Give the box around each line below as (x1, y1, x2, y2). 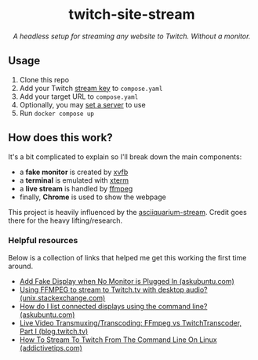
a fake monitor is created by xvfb (19, 167, 129, 176)
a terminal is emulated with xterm (19, 175, 129, 185)
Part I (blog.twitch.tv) (19, 326, 89, 336)
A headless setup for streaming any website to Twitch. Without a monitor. (13, 31, 251, 41)
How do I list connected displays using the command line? (19, 301, 208, 311)
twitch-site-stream (68, 5, 195, 24)
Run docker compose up (19, 108, 94, 118)
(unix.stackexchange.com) (19, 293, 106, 303)
